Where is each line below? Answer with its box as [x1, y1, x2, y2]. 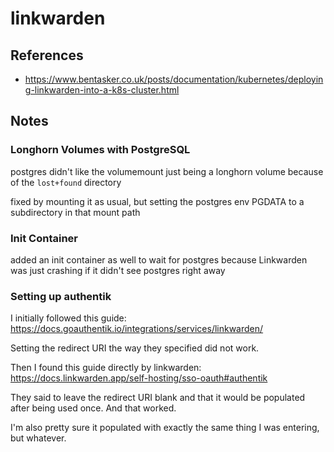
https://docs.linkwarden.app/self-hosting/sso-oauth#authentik [10, 372, 268, 384]
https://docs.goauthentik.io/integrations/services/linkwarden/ [10, 323, 264, 335]
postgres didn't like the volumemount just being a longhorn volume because [10, 165, 324, 177]
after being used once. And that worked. [10, 402, 177, 414]
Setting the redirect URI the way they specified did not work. [10, 342, 260, 354]
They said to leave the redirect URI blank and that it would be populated [10, 392, 306, 404]
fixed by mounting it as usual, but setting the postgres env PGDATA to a [10, 195, 305, 207]
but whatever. [10, 432, 67, 444]
